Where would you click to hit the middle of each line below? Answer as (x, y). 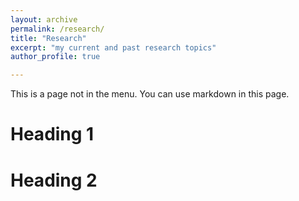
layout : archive (44, 19)
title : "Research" (48, 38)
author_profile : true (55, 57)
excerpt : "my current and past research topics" (113, 47)
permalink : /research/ (57, 29)
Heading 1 (52, 134)
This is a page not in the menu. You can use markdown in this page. (150, 94)
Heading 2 (54, 180)
